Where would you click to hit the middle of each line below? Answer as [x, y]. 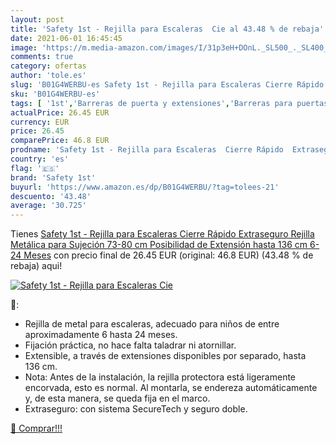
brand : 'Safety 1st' [53, 177]
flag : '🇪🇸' [35, 168]
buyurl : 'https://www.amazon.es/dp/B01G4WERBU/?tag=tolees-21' [145, 187]
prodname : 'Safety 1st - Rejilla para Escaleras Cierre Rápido [147, 150]
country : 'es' [40, 159]
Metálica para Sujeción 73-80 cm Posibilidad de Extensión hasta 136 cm [159, 245]
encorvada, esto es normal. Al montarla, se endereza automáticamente [171, 388]
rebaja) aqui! [36, 266]
